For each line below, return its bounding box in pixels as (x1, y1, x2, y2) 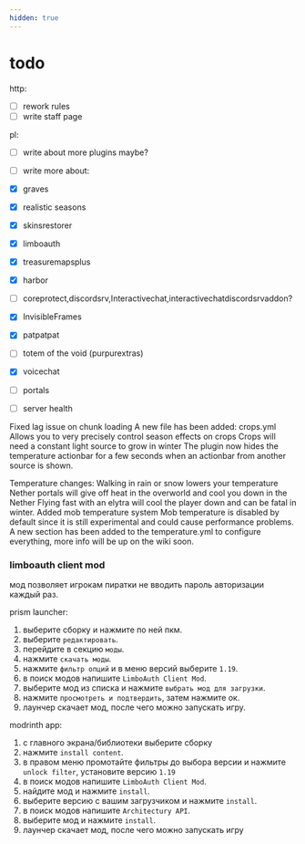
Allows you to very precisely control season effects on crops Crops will (9, 431, 276, 442)
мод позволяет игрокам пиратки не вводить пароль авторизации (9, 578, 265, 589)
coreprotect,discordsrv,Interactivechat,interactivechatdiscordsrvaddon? (22, 293, 293, 304)
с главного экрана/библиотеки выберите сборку (22, 736, 213, 748)
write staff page (22, 110, 83, 121)
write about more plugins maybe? (22, 147, 148, 158)
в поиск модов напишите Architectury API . (22, 805, 191, 816)
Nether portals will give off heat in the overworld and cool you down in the (9, 487, 288, 498)
